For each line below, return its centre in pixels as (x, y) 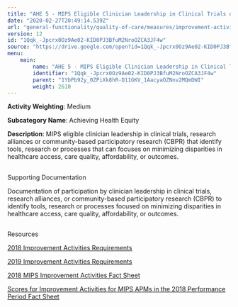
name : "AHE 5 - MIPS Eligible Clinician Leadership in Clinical (130, 67)
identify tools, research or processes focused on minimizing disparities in (114, 206)
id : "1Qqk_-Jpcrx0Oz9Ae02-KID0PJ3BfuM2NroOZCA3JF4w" (87, 40)
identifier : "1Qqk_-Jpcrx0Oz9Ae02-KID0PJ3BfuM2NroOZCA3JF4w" (125, 73)
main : (28, 60)
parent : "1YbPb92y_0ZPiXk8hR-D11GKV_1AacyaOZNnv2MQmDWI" (118, 80)
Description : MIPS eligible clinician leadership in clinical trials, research (112, 134)
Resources (23, 234)
